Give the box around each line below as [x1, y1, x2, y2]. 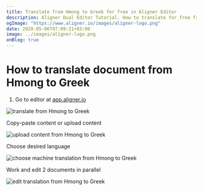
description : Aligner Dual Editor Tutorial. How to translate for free [6, 15, 190, 21]
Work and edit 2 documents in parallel [6, 166, 101, 173]
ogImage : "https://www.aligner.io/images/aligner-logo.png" [6, 20, 161, 26]
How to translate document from [6, 63, 173, 77]
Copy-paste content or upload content [6, 119, 102, 126]
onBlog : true [6, 37, 39, 43]
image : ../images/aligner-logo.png [6, 31, 96, 37]
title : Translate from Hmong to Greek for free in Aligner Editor [6, 8, 177, 15]
